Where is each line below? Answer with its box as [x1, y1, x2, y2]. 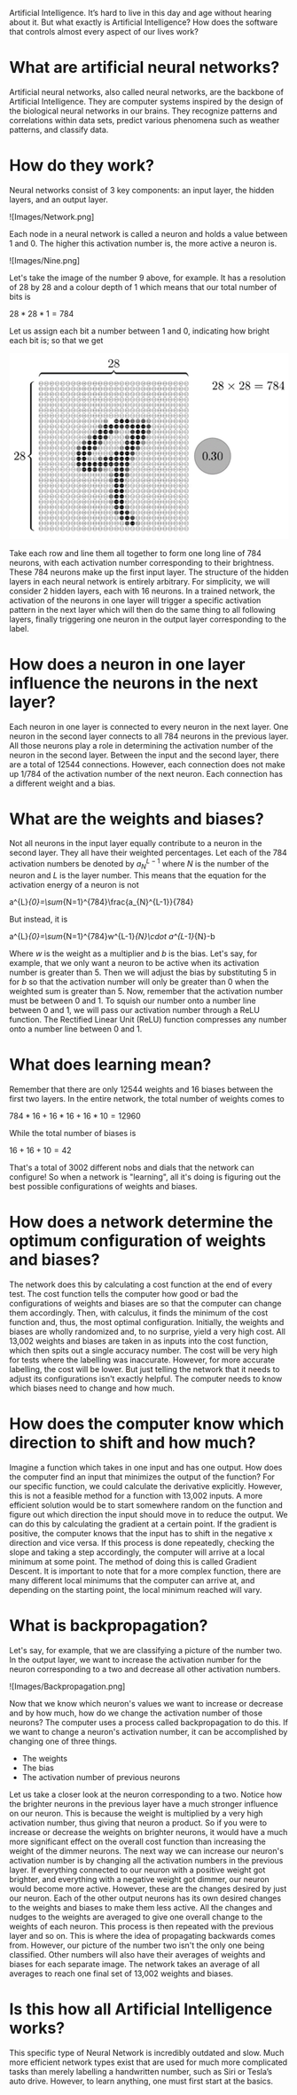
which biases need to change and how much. [9, 1383, 176, 1393]
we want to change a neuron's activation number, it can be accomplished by [9, 1726, 288, 1737]
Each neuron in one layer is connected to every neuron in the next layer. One [9, 721, 289, 732]
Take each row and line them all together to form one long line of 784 [9, 547, 262, 558]
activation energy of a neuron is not [9, 879, 139, 890]
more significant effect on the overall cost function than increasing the [9, 1836, 266, 1847]
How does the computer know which [9, 1414, 285, 1433]
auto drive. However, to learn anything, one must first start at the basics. [9, 2075, 273, 2086]
